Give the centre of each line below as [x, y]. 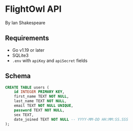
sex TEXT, [24, 115]
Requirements [27, 38]
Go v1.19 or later [28, 50]
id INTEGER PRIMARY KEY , [39, 92]
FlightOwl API [33, 9]
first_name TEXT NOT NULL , [41, 97]
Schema [18, 76]
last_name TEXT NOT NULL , [40, 101]
